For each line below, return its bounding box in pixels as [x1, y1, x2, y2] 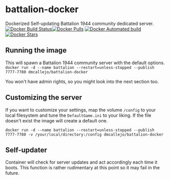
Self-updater [5, 145, 47, 154]
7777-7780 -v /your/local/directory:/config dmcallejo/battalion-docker [5, 132, 164, 137]
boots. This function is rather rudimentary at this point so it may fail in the [5, 165, 160, 171]
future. [5, 170, 19, 176]
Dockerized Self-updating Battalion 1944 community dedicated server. [5, 20, 154, 27]
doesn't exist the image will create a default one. [5, 117, 108, 123]
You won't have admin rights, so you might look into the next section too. [5, 78, 159, 85]
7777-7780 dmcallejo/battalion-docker [5, 69, 88, 74]
